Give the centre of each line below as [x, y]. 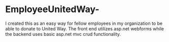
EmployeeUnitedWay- [53, 9]
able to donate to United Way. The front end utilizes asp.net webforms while [84, 28]
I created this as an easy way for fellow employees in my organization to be [84, 23]
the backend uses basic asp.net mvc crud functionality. [63, 34]
